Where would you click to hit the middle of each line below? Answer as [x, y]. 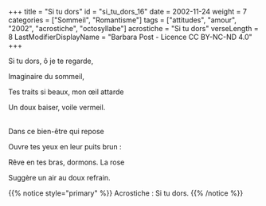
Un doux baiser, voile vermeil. [57, 107]
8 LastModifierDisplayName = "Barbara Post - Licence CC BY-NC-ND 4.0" [130, 37]
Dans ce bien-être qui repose [57, 131]
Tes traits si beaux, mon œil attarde [66, 92]
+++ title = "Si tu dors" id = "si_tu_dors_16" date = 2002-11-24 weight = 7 [127, 12]
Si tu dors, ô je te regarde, [51, 61]
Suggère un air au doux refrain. [59, 178]
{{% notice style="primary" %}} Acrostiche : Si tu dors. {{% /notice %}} [126, 193]
